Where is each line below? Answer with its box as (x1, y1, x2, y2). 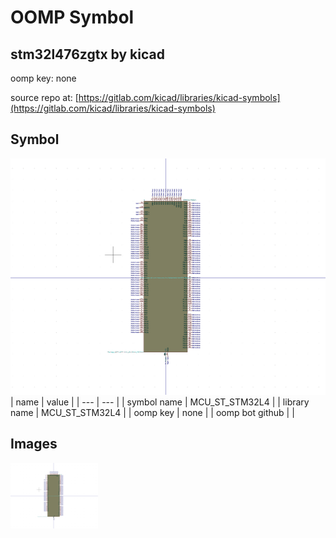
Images (10, 436, 58, 453)
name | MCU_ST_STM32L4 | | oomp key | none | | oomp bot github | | (10, 406, 295, 418)
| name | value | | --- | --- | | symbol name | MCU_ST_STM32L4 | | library (10, 396, 310, 408)
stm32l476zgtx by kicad (10, 46, 165, 63)
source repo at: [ (10, 92, 79, 103)
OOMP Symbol (10, 6, 135, 29)
